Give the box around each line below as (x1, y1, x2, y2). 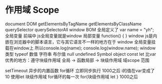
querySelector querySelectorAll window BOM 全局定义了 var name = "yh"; (5, 26, 154, 32)
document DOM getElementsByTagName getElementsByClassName (5, 21, 142, 27)
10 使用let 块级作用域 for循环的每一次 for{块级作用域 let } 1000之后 (5, 74, 138, 80)
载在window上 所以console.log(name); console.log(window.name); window (5, 45, 156, 51)
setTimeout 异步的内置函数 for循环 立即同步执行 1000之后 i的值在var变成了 (5, 67, 155, 73)
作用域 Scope (5, 4, 60, 16)
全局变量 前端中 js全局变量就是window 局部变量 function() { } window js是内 (5, 33, 158, 39)
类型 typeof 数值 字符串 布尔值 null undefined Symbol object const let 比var (5, 51, 156, 57)
